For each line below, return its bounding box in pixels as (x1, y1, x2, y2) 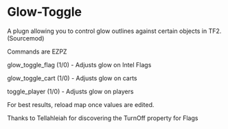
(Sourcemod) (7, 34, 45, 42)
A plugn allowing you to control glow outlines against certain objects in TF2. (7, 27, 222, 35)
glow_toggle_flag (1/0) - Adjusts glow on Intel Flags (7, 60, 152, 69)
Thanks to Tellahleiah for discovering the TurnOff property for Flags (7, 114, 198, 122)
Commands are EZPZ (7, 47, 67, 56)
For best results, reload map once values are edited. (7, 100, 155, 108)
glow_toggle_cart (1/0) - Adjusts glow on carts (7, 73, 137, 82)
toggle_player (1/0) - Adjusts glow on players (7, 87, 134, 95)
